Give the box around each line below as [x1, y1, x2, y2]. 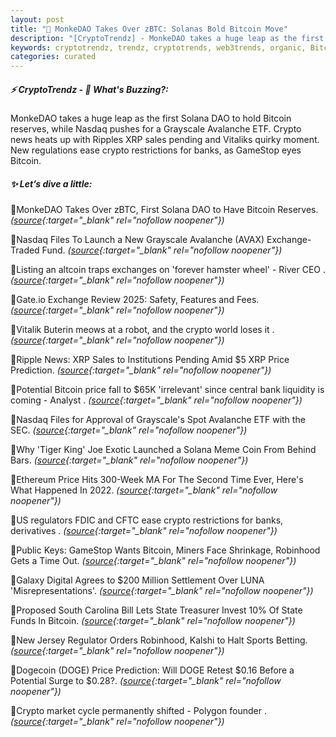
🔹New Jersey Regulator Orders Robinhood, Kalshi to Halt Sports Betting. [10, 634, 308, 646]
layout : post [10, 14, 65, 25]
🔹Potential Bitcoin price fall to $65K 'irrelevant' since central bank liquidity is [10, 384, 325, 396]
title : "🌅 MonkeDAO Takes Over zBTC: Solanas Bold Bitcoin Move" [10, 24, 288, 34]
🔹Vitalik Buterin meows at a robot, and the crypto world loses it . [10, 324, 275, 336]
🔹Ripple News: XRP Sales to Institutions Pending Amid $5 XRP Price [10, 354, 290, 366]
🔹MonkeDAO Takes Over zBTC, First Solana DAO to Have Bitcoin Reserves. [10, 204, 319, 216]
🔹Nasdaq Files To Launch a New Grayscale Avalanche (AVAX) [10, 234, 265, 246]
